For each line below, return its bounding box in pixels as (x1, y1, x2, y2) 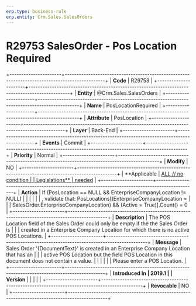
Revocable (150, 282, 177, 290)
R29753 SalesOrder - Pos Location (6, 39, 177, 53)
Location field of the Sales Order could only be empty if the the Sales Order (6, 220, 188, 227)
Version (6, 276, 26, 283)
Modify (167, 158, 185, 165)
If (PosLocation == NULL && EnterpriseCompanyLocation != (42, 189, 187, 196)
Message (155, 239, 178, 246)
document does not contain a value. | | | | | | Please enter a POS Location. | (6, 257, 186, 264)
